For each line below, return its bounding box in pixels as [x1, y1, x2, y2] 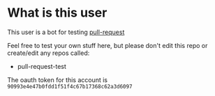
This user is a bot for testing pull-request [7, 28, 125, 36]
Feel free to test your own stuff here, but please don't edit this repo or [7, 41, 208, 49]
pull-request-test [17, 62, 66, 70]
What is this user [7, 5, 107, 21]
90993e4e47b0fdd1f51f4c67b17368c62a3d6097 [7, 83, 133, 90]
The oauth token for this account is [7, 75, 108, 84]
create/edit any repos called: [7, 49, 90, 57]
